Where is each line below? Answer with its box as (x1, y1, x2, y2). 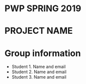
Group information (4, 47, 81, 59)
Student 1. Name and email (11, 64, 66, 70)
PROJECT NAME (4, 25, 73, 37)
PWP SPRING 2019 (4, 3, 82, 14)
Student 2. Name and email (11, 69, 67, 75)
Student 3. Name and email (11, 74, 66, 80)
